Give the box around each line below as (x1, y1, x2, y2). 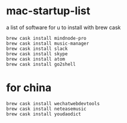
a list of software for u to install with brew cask (6, 24, 121, 31)
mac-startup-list (6, 4, 91, 18)
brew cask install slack (6, 46, 68, 52)
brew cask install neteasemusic (6, 106, 86, 112)
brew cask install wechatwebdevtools (6, 100, 100, 106)
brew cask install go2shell (6, 61, 76, 67)
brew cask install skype (6, 51, 68, 57)
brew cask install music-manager (6, 40, 89, 46)
